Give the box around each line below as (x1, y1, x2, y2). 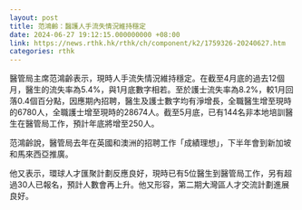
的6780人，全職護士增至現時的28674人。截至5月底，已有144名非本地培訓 (9, 107, 286, 118)
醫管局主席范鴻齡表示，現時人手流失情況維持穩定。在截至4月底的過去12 (9, 73, 278, 84)
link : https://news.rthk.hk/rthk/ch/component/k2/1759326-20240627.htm (9, 38, 286, 48)
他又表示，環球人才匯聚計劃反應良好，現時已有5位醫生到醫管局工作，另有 (9, 168, 285, 179)
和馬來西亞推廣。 (9, 148, 73, 159)
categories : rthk (9, 47, 75, 56)
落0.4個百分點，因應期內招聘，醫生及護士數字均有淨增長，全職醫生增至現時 (9, 96, 292, 107)
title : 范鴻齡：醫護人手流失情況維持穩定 (9, 22, 147, 31)
